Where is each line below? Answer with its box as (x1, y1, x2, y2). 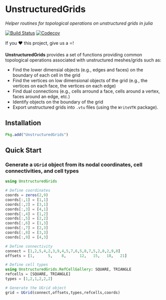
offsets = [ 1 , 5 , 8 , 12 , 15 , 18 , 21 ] (5, 253, 127, 258)
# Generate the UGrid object (5, 285, 66, 290)
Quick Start (5, 146, 42, 155)
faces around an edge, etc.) (12, 93, 70, 99)
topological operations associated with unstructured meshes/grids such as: (5, 57, 161, 63)
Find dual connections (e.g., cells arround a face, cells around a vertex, (12, 88, 160, 94)
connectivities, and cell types (5, 167, 79, 174)
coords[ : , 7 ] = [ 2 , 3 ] (5, 226, 49, 231)
